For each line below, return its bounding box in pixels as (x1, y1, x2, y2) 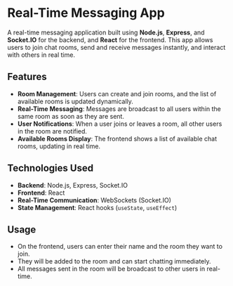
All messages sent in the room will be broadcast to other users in (17, 265, 206, 273)
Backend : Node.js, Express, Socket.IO (17, 181, 128, 189)
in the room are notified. (17, 126, 88, 135)
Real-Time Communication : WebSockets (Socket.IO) (17, 195, 172, 204)
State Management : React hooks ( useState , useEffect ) (17, 203, 178, 212)
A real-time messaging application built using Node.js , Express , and (7, 28, 205, 37)
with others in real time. (7, 51, 76, 59)
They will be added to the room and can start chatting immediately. (17, 257, 211, 266)
